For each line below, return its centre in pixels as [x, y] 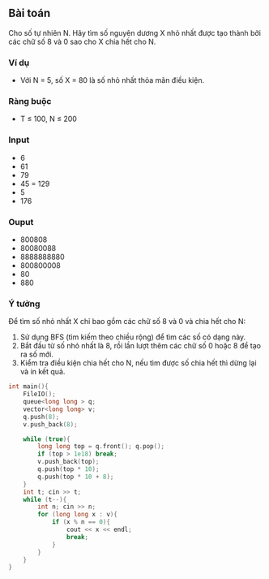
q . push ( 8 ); [41, 417]
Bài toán [30, 13]
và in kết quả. [43, 372]
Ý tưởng [24, 304]
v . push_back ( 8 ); [51, 424]
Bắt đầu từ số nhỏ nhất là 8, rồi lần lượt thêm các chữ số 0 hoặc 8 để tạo [141, 346]
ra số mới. [37, 354]
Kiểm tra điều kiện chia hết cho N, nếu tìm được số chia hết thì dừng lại [138, 363]
